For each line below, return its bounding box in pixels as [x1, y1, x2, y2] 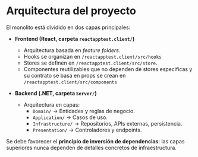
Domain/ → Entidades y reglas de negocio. [32, 107, 135, 114]
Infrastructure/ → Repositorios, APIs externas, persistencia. [32, 120, 183, 127]
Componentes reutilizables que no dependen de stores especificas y [23, 65, 193, 72]
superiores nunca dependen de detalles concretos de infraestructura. [6, 144, 177, 151]
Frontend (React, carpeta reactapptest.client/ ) [14, 35, 135, 42]
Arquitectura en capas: [23, 101, 80, 108]
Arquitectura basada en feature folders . [23, 46, 121, 54]
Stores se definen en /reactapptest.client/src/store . [23, 59, 158, 66]
